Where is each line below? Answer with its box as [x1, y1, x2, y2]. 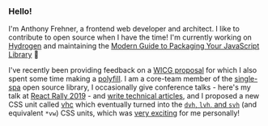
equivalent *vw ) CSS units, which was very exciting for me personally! [8, 108, 240, 118]
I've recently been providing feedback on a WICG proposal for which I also [8, 65, 257, 75]
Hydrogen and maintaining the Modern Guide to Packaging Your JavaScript [8, 41, 260, 51]
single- [234, 74, 258, 84]
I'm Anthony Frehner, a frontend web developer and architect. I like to [8, 24, 240, 34]
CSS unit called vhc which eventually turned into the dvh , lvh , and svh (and [8, 99, 257, 110]
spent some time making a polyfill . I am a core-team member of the [8, 74, 233, 84]
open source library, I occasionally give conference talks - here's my [22, 82, 251, 92]
